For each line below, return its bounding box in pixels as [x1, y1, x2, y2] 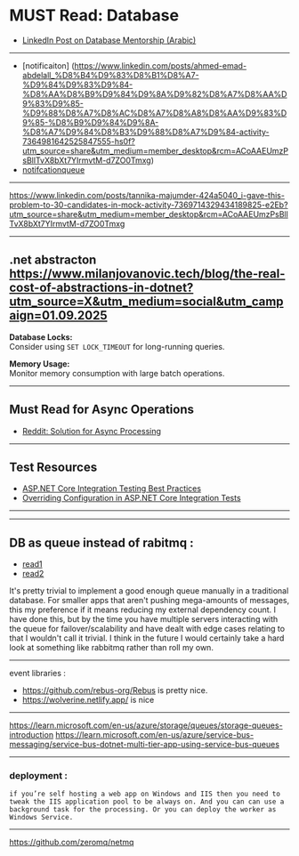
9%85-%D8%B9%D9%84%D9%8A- [21, 117, 159, 127]
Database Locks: [9, 331, 73, 343]
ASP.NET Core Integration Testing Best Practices [21, 483, 202, 494]
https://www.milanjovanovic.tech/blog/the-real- [9, 266, 286, 281]
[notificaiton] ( [21, 60, 75, 71]
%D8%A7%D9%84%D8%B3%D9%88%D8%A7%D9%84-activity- [21, 126, 270, 137]
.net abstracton [9, 253, 97, 268]
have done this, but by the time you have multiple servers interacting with [9, 614, 279, 625]
